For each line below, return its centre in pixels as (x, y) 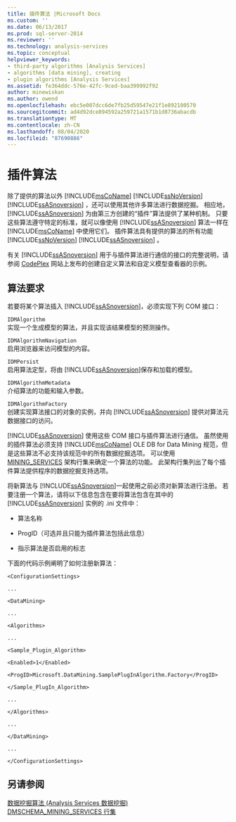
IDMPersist (23, 362)
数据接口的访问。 (32, 421)
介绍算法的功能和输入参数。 (47, 391)
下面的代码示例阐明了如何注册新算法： (63, 563)
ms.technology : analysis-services (58, 46)
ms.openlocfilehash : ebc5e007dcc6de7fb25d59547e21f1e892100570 (102, 106)
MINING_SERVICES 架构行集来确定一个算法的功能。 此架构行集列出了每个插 (117, 462)
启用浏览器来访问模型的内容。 (50, 348)
